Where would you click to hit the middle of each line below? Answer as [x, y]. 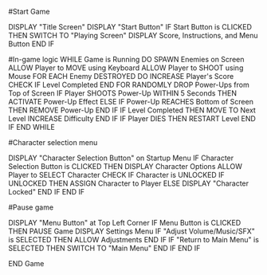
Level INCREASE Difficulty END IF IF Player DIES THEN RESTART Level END [132, 118]
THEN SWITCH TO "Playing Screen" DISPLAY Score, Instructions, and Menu [133, 35]
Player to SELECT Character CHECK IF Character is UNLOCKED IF [116, 175]
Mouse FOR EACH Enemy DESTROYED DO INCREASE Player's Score [121, 76]
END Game [26, 263]
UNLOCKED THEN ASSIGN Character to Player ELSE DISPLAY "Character [129, 183]
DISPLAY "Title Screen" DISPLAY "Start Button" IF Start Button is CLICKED [130, 27]
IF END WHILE [32, 127]
